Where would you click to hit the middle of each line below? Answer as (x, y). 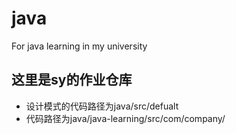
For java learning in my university (79, 46)
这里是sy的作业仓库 (72, 80)
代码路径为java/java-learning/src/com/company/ (125, 118)
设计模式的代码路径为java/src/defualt (102, 106)
